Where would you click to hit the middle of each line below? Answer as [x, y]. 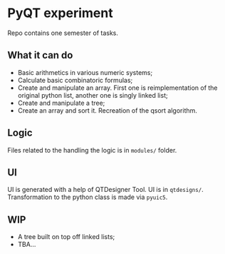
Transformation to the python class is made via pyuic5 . [88, 197]
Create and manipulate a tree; [61, 103]
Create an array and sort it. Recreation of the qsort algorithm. [108, 110]
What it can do [40, 55]
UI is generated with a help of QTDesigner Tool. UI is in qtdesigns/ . [106, 190]
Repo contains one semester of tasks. [63, 33]
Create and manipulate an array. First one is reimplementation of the [118, 88]
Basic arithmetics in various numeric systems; [85, 72]
